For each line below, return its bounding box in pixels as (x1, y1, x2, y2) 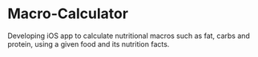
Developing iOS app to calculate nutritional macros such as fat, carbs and (7, 31, 250, 40)
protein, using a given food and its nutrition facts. (7, 39, 170, 48)
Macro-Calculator (7, 5, 129, 23)
